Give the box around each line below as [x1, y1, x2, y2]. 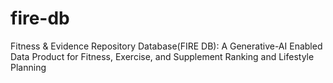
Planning [10, 61, 47, 73]
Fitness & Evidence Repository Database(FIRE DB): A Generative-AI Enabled [10, 40, 323, 52]
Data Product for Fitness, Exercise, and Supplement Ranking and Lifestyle [10, 50, 315, 62]
